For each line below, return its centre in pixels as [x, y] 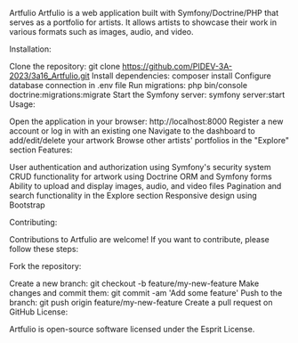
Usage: [22, 104]
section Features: [41, 150]
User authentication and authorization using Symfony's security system [140, 167]
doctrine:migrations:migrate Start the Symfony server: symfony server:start [147, 94]
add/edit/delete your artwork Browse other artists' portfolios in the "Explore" [149, 140]
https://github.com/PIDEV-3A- [177, 66]
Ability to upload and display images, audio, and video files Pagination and [145, 186]
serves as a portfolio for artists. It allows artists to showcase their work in [143, 22]
